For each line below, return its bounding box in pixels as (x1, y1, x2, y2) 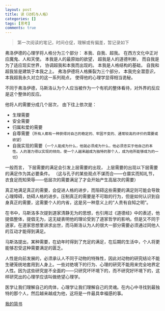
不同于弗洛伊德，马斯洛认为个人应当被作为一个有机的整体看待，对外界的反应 (5, 85, 160, 91)
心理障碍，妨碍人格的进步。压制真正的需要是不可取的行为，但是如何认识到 (5, 194, 156, 199)
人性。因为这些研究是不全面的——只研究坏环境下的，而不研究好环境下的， (5, 268, 156, 274)
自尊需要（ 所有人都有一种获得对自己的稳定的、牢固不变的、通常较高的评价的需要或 (12, 131, 159, 137)
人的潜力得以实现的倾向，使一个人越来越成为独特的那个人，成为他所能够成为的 (19, 149, 155, 154)
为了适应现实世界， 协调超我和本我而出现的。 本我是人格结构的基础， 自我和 (5, 62, 160, 68)
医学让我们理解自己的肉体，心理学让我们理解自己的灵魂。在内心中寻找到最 (5, 284, 156, 290)
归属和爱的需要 (12, 124, 43, 130)
